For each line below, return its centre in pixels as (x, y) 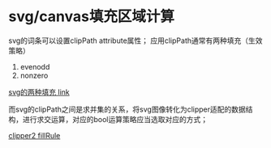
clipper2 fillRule (34, 135)
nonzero (34, 75)
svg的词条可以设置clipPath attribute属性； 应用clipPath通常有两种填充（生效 (135, 40)
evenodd (35, 66)
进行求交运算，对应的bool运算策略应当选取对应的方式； (115, 119)
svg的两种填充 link (39, 92)
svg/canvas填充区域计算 (91, 17)
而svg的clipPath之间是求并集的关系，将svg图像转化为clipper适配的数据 (127, 109)
